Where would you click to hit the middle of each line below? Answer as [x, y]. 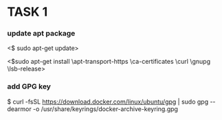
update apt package [41, 34]
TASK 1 [27, 12]
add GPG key [29, 86]
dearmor [20, 109]
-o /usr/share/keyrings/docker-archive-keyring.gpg [106, 109]
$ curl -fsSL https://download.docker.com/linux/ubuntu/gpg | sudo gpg [108, 101]
